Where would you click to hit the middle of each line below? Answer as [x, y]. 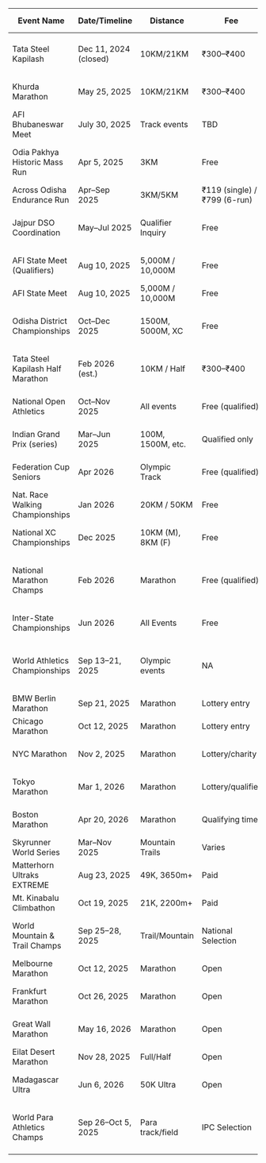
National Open [39, 402]
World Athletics [41, 661]
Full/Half [156, 1057]
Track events [164, 124]
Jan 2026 [96, 505]
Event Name [41, 21]
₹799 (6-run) [227, 200]
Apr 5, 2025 [101, 162]
